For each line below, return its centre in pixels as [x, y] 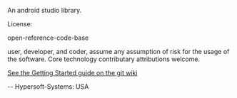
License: [20, 24]
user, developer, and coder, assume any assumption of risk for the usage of [118, 51]
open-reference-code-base [48, 38]
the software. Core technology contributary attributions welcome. [104, 59]
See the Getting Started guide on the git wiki [72, 73]
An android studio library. [45, 10]
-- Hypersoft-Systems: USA [48, 87]
